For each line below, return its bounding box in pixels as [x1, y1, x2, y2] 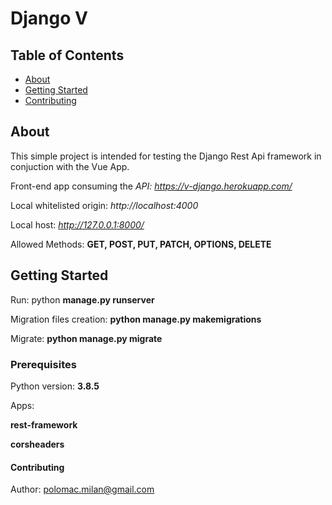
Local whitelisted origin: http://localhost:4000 [10, 199, 199, 211]
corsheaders [10, 438, 65, 450]
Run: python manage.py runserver [10, 293, 155, 306]
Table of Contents [10, 47, 125, 64]
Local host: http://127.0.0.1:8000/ [10, 218, 145, 231]
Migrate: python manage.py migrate [10, 332, 163, 344]
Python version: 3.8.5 [10, 380, 100, 392]
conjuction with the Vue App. [10, 160, 130, 172]
